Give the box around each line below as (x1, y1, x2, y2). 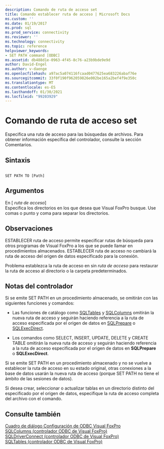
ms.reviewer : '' (5, 35, 38, 40)
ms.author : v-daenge (5, 67, 47, 72)
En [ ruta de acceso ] (5, 199, 47, 205)
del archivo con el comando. (5, 396, 63, 402)
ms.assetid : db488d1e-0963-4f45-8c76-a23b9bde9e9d (5, 57, 111, 62)
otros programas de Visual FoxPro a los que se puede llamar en (5, 243, 133, 249)
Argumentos (5, 187, 44, 195)
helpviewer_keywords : (5, 48, 49, 53)
